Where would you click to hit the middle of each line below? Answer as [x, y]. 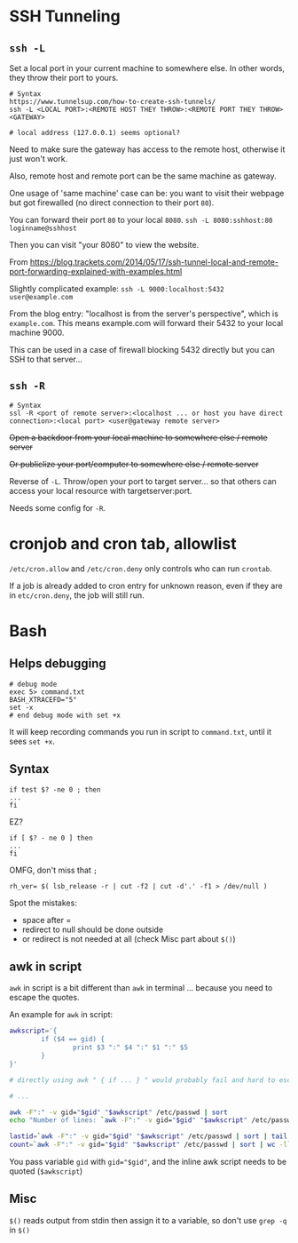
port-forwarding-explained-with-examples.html [96, 271]
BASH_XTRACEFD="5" [43, 699]
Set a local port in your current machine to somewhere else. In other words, [147, 68]
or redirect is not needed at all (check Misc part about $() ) [129, 938]
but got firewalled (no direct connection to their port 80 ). [112, 203]
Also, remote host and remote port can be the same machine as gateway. [143, 176]
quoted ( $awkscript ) [46, 1171]
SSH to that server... [46, 359]
